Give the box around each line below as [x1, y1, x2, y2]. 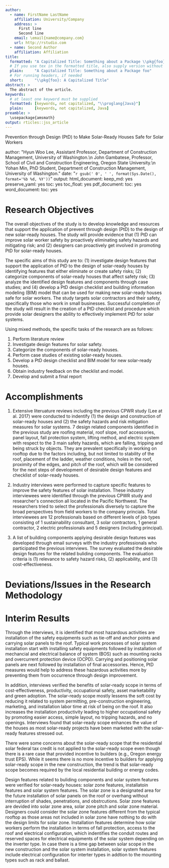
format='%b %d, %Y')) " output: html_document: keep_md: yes [5, 176, 133, 182]
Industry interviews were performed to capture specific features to [12, 482, 151, 488]
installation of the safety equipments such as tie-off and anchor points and [5, 634, 160, 641]
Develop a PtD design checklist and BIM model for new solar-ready [12, 357, 152, 363]
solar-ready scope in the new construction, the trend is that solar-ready [5, 761, 153, 767]
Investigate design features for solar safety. [12, 341, 103, 347]
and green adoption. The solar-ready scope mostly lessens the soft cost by [5, 692, 161, 699]
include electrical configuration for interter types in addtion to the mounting [5, 851, 162, 857]
